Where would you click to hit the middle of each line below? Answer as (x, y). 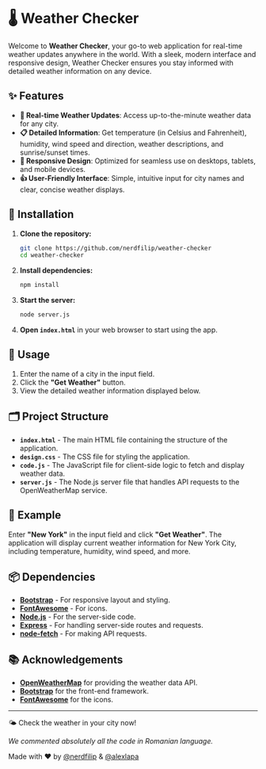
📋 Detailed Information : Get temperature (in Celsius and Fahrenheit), (133, 132)
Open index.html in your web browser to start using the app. (118, 330)
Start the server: (47, 300)
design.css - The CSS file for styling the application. (104, 457)
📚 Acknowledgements (66, 659)
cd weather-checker (52, 255)
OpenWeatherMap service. (64, 490)
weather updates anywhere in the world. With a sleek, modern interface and (132, 54)
